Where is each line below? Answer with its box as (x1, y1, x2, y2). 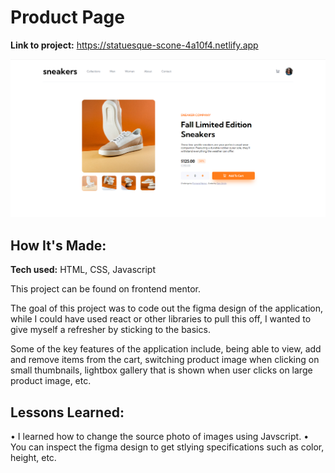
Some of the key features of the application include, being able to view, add (10, 343, 322, 355)
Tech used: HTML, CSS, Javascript (10, 264, 156, 276)
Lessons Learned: (10, 404, 125, 421)
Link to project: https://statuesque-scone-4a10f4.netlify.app (10, 39, 259, 51)
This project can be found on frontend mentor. (10, 283, 202, 295)
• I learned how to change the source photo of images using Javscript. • (10, 431, 310, 443)
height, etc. (10, 452, 57, 464)
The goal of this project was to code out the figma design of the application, (10, 302, 323, 315)
